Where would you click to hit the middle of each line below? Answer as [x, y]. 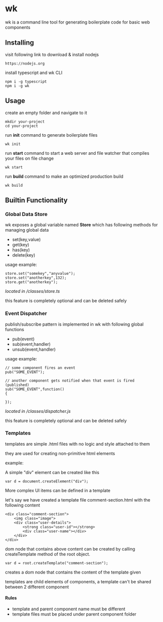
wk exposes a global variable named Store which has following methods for [81, 225]
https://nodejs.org [25, 63]
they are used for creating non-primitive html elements [60, 453]
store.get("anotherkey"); [31, 282]
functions [15, 329]
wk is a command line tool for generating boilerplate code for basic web [78, 22]
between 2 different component [37, 587]
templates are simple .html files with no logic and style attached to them [78, 444]
